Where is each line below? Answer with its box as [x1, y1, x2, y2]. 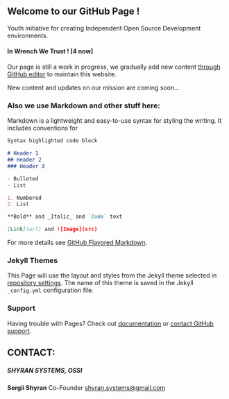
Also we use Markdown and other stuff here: [7, 101, 161, 110]
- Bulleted [7, 175, 39, 182]
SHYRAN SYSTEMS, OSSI [7, 366, 83, 374]
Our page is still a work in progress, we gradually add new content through [7, 62, 221, 71]
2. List [7, 201, 30, 207]
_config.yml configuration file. [7, 286, 94, 294]
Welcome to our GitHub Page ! [7, 6, 140, 17]
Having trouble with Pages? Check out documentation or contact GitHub [7, 319, 214, 328]
